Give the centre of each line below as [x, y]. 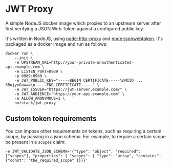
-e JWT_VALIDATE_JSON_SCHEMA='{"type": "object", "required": [73, 151]
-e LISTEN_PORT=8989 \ [39, 71]
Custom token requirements [51, 119]
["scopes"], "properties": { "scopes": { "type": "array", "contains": [83, 156]
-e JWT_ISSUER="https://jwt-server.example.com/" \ [71, 89]
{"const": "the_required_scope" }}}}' [47, 160]
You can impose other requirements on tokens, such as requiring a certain [83, 131]
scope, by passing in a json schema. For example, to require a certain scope [86, 136]
